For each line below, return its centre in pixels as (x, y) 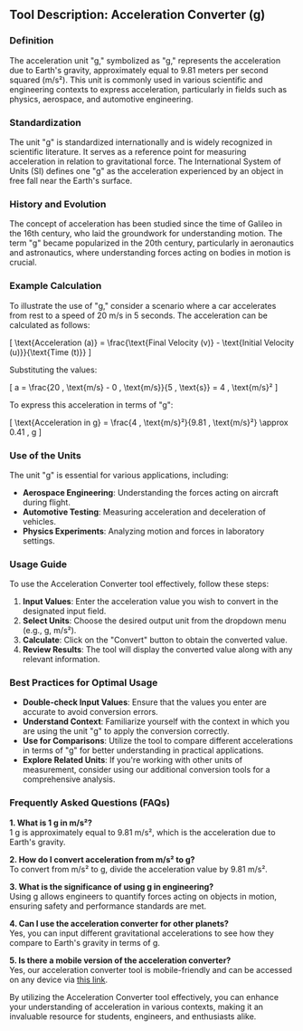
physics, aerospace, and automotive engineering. (101, 99)
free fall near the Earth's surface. (71, 180)
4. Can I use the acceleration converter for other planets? (119, 923)
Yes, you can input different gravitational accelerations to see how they (142, 933)
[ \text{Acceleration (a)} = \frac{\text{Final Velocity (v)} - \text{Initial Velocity (152, 342)
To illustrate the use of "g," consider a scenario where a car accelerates (143, 305)
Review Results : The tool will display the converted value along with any (157, 650)
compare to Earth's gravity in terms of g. (85, 942)
